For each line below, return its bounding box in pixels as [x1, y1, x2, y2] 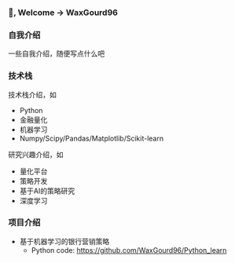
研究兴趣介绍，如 [8, 149, 64, 159]
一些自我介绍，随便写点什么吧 [8, 49, 105, 58]
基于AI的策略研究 [19, 186, 75, 195]
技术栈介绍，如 [8, 89, 57, 99]
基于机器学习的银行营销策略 [19, 236, 110, 246]
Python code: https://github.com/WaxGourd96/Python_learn [31, 245, 227, 254]
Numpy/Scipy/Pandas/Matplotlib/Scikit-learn [19, 133, 163, 143]
